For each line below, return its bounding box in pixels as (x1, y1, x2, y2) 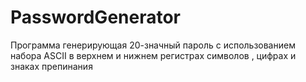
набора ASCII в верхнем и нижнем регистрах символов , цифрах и (10, 49, 297, 61)
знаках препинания (10, 60, 93, 72)
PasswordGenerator (10, 6, 182, 29)
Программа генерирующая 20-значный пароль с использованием (10, 39, 296, 51)
